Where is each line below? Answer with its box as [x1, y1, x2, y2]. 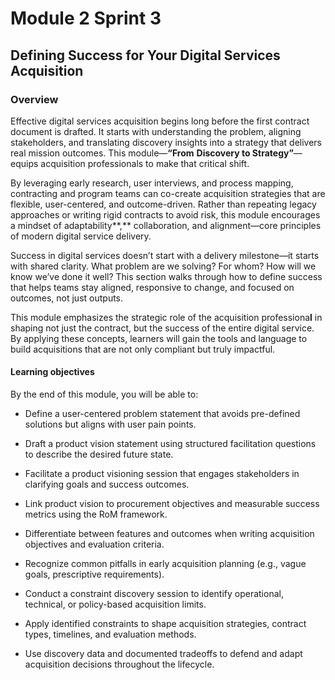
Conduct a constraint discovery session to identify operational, [24, 588, 284, 600]
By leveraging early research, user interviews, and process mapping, [10, 177, 294, 189]
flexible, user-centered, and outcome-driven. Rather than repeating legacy [10, 198, 317, 210]
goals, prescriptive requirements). [24, 568, 165, 581]
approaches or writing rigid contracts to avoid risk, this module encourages [10, 208, 321, 221]
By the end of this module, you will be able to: [10, 388, 199, 401]
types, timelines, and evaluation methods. [24, 628, 197, 641]
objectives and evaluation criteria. [24, 538, 165, 551]
